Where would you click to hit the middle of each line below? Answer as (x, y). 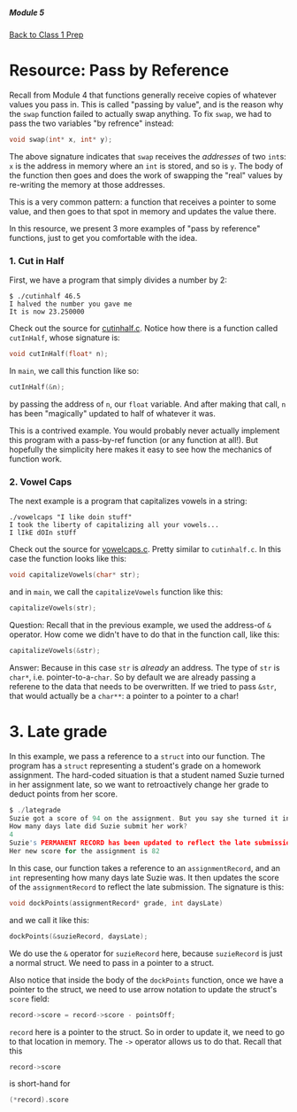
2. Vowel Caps (41, 481)
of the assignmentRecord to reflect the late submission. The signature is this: (147, 887)
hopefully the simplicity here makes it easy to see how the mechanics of (141, 449)
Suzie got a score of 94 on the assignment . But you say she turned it (144, 818)
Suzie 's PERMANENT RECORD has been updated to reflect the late (130, 843)
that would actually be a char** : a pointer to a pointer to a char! (124, 696)
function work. (36, 459)
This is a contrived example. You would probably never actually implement (145, 431)
